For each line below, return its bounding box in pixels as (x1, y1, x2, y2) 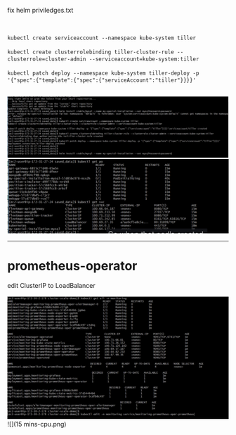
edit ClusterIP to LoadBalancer (7, 281, 96, 289)
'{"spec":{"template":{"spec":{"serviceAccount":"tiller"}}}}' (7, 77, 197, 84)
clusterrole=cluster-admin (7, 56, 86, 63)
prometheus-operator (7, 258, 138, 274)
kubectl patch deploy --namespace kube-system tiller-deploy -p (7, 70, 199, 77)
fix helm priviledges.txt (7, 6, 74, 14)
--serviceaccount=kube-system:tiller (88, 56, 199, 63)
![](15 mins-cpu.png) (7, 420, 67, 428)
